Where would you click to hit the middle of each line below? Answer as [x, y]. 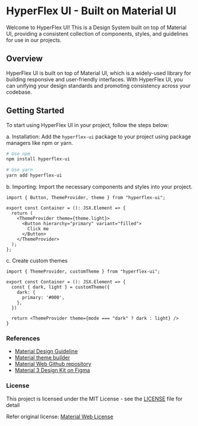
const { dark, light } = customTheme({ [61, 287]
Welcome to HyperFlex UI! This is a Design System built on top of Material [96, 27]
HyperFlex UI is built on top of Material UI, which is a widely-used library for [99, 73]
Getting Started [35, 111]
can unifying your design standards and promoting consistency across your [98, 86]
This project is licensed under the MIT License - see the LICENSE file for [94, 399]
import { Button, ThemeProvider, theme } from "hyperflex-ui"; [86, 198]
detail [13, 405]
